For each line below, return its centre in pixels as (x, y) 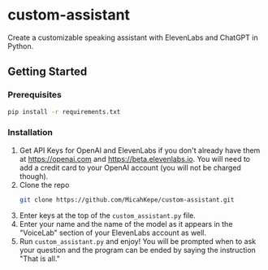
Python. (21, 46)
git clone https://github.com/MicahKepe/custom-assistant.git (127, 200)
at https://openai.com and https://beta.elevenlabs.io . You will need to (135, 159)
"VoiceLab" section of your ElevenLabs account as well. (113, 233)
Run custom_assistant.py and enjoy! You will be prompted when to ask (138, 241)
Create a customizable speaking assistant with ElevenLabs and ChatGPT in (133, 37)
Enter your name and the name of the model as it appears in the (126, 224)
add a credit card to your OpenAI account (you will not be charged (130, 168)
